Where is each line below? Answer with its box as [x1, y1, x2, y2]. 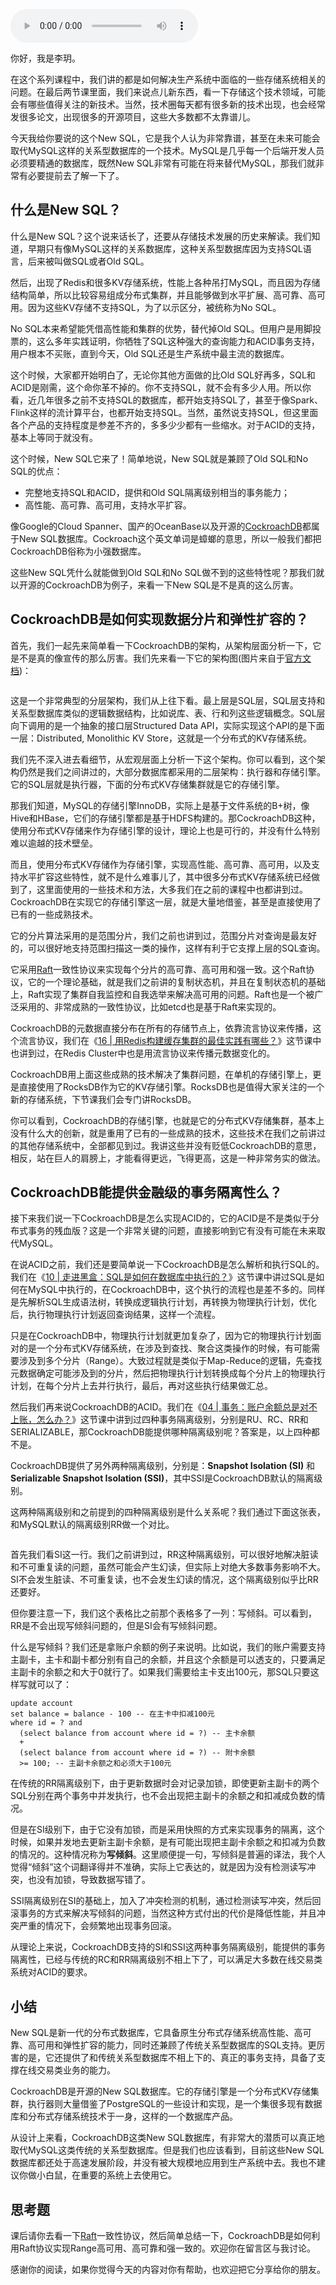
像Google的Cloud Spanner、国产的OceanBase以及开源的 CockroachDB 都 [10, 520, 312, 532]
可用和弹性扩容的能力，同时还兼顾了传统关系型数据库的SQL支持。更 [36, 2039, 317, 2051]
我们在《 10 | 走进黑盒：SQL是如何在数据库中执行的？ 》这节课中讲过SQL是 [10, 1271, 317, 1283]
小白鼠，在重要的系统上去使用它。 [36, 2169, 177, 2181]
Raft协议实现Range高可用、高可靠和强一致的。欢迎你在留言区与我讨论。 [18, 2242, 316, 2254]
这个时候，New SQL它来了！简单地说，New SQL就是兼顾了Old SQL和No [10, 452, 309, 464]
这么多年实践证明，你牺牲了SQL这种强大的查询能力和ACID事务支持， [36, 335, 320, 347]
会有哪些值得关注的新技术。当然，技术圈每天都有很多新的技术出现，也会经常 [10, 99, 326, 110]
